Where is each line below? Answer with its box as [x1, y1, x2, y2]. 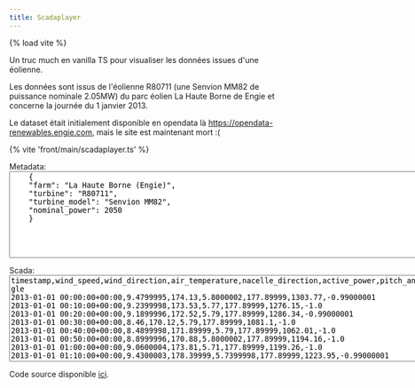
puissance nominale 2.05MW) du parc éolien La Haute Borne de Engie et [9, 91, 275, 101]
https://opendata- [207, 117, 273, 128]
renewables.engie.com [9, 126, 93, 138]
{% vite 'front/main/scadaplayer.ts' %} [9, 144, 150, 154]
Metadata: [9, 161, 47, 171]
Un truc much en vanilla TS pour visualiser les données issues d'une [9, 54, 259, 65]
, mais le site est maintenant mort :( [91, 126, 221, 138]
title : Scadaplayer [9, 12, 82, 22]
